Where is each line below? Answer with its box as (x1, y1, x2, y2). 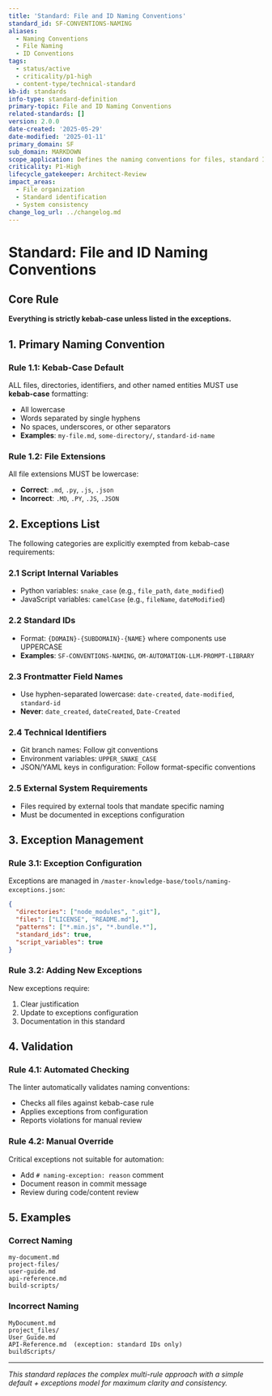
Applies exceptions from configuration (19, 1107, 148, 1117)
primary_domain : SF (8, 140, 74, 149)
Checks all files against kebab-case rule (19, 1098, 155, 1108)
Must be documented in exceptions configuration (19, 809, 185, 820)
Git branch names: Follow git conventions (19, 745, 159, 755)
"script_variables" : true (15, 938, 104, 946)
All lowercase (19, 405, 66, 415)
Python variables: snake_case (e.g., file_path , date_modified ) (19, 586, 224, 596)
